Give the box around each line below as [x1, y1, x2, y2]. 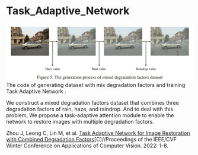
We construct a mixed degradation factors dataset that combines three [6, 99, 179, 106]
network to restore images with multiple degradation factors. [6, 118, 154, 125]
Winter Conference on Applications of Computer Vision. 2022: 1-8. [6, 142, 169, 149]
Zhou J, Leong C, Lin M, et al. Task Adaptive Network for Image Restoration [6, 130, 191, 137]
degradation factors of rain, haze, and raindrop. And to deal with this [6, 105, 174, 112]
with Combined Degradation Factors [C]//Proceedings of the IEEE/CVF [6, 136, 177, 143]
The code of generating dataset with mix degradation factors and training [6, 82, 186, 88]
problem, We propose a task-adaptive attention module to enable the [6, 112, 174, 119]
